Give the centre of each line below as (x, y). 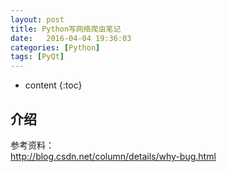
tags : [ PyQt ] (37, 57)
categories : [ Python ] (55, 47)
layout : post (37, 19)
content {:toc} (53, 85)
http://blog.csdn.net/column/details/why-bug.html (113, 156)
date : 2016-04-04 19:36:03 (71, 38)
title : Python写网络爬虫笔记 (66, 29)
